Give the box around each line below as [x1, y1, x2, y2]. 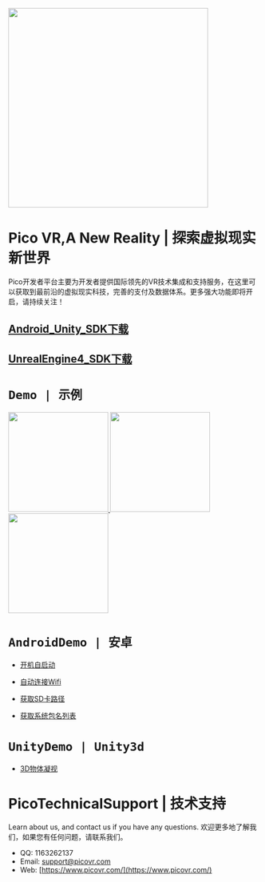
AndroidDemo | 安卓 [8, 635, 133, 650]
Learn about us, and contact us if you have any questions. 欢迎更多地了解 [8, 822, 250, 832]
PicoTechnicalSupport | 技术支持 [8, 794, 226, 813]
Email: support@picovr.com [19, 856, 111, 866]
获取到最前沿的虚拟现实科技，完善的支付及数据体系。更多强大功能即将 [14, 287, 246, 296]
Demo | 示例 [8, 387, 82, 402]
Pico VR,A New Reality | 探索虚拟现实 [8, 229, 257, 247]
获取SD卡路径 [19, 694, 65, 703]
